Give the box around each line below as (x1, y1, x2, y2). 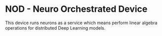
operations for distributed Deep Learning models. (5, 25, 106, 31)
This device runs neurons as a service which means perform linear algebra (5, 20, 158, 26)
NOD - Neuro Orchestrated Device (5, 3, 148, 15)
